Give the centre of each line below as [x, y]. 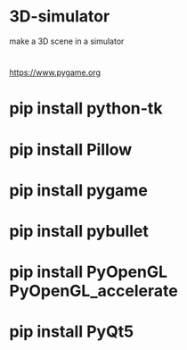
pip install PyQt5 [72, 332]
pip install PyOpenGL [88, 272]
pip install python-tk [86, 108]
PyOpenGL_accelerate [93, 291]
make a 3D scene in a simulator [67, 41]
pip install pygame [79, 190]
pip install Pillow [71, 150]
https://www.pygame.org [55, 72]
